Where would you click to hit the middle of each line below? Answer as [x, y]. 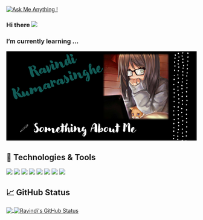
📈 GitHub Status [38, 192]
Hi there [18, 25]
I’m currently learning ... [43, 41]
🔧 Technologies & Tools [51, 157]
